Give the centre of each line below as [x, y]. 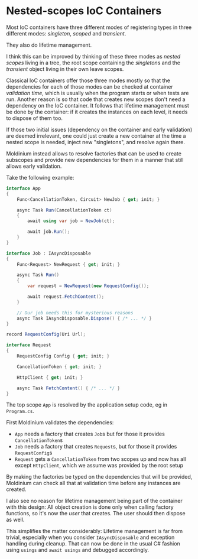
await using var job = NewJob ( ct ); [71, 221]
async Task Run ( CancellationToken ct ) [64, 210]
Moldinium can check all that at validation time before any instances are [93, 483]
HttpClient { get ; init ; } [50, 377]
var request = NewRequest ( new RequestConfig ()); [88, 286]
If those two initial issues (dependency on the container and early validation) [99, 129]
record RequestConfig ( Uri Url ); [46, 334]
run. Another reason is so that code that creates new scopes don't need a [96, 99]
